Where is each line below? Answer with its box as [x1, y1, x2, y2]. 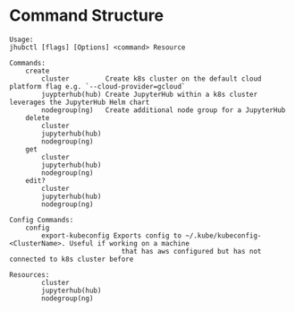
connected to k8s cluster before [9, 255, 134, 264]
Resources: [9, 270, 50, 279]
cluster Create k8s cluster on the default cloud [41, 74, 262, 83]
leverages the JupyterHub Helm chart [9, 98, 150, 107]
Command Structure [9, 5, 164, 26]
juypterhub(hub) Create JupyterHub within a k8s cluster [41, 90, 257, 99]
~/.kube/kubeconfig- [184, 230, 262, 240]
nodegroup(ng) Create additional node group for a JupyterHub [41, 105, 286, 115]
